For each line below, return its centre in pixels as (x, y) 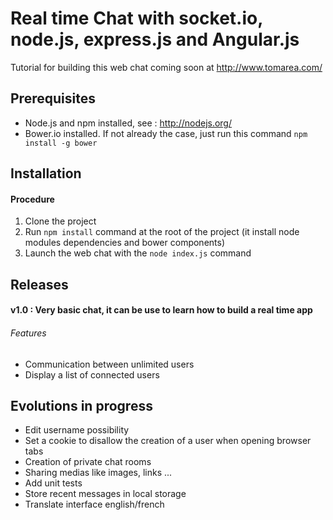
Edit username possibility (77, 430)
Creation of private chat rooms (88, 462)
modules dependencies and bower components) (125, 243)
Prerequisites (53, 98)
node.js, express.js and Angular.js (155, 39)
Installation (46, 173)
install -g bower (61, 143)
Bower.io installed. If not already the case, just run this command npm (166, 133)
